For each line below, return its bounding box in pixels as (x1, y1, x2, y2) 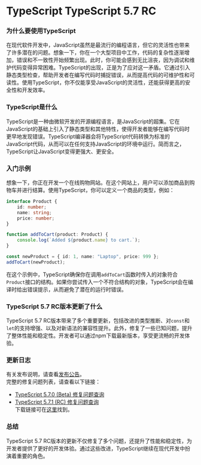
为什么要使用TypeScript (6, 27, 76, 35)
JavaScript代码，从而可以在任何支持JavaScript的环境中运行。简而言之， (6, 140, 185, 148)
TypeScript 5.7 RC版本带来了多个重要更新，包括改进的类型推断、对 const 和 (6, 317, 190, 325)
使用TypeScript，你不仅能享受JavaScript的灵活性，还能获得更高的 (22, 79, 185, 86)
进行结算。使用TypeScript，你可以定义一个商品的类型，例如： (22, 187, 175, 194)
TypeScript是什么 (6, 103, 58, 112)
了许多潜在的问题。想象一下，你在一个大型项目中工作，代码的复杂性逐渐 (6, 49, 184, 56)
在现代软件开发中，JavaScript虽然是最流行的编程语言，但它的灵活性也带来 (6, 41, 190, 49)
